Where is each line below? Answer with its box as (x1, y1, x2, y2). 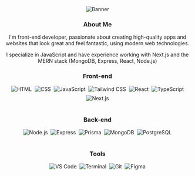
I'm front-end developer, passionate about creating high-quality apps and (8, 33, 187, 40)
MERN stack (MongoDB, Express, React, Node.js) (38, 57, 157, 65)
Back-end (83, 116, 112, 124)
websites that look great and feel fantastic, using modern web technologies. (5, 40, 190, 47)
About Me (83, 20, 112, 28)
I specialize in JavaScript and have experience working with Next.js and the (6, 51, 189, 58)
